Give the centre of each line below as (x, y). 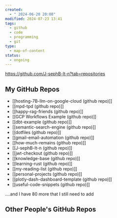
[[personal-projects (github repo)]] (47, 174)
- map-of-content (27, 51)
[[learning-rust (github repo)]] (42, 164)
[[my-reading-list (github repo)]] (45, 169)
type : (11, 46)
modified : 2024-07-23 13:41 (34, 19)
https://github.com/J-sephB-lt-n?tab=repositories (55, 74)
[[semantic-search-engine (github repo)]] (54, 127)
